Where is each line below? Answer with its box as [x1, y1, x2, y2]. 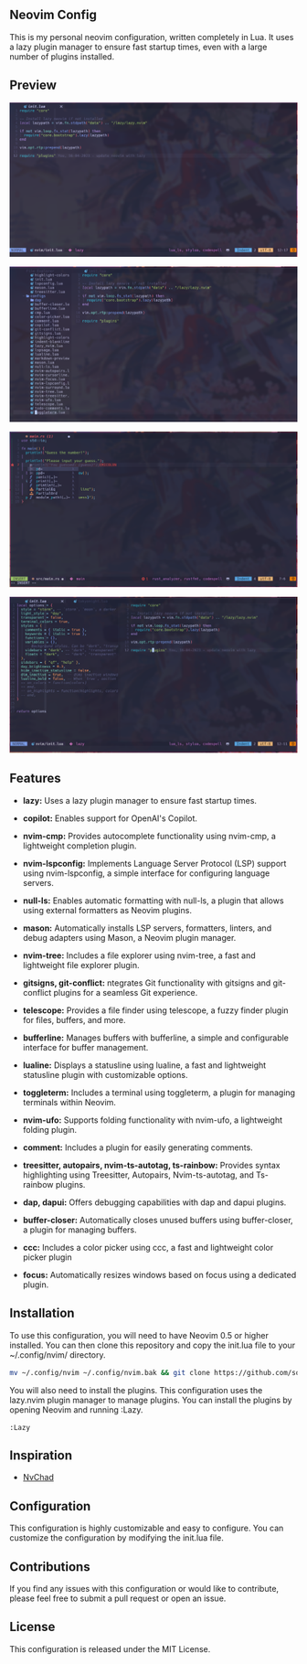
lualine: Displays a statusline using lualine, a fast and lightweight [22, 1060, 267, 1071]
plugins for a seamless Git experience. [53, 987, 198, 997]
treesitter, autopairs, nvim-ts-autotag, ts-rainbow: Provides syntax [22, 1159, 281, 1170]
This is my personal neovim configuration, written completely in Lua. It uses [9, 31, 294, 42]
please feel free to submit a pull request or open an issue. [9, 1593, 227, 1604]
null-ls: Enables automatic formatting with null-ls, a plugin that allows [22, 895, 285, 906]
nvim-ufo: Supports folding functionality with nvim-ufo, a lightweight [22, 1115, 283, 1125]
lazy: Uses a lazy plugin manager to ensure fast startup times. [22, 795, 258, 805]
